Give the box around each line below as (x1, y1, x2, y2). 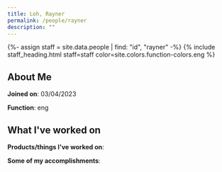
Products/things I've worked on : (7, 143, 104, 151)
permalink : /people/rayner (7, 17, 87, 24)
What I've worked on (7, 124, 101, 136)
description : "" (7, 23, 55, 30)
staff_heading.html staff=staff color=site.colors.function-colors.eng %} (7, 50, 216, 59)
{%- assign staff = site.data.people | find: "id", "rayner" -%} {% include (7, 43, 216, 52)
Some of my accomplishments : (7, 156, 101, 165)
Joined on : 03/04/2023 (7, 90, 77, 98)
